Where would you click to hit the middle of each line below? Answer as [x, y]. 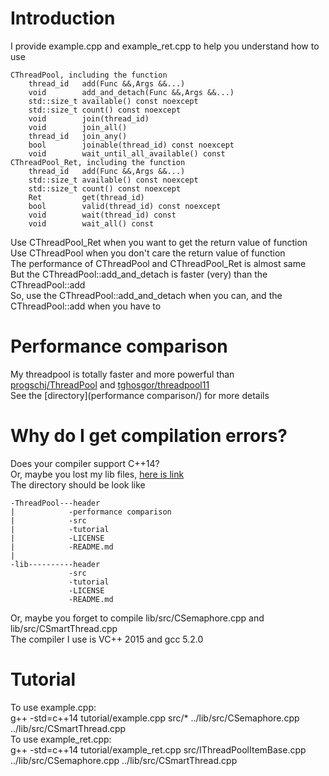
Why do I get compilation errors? [149, 436]
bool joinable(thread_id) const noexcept [131, 145]
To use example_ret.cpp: [61, 739]
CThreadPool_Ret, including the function [98, 162]
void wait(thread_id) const [102, 215]
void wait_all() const [91, 223]
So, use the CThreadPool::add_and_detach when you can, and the [146, 295]
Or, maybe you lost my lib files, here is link [97, 474]
